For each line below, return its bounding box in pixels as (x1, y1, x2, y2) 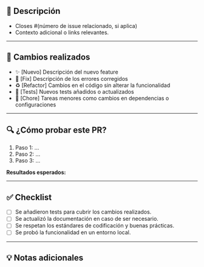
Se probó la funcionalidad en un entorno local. (15, 229, 131, 236)
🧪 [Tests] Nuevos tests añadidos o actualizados (15, 88, 135, 95)
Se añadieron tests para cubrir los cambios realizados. (15, 208, 152, 216)
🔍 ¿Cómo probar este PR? (6, 125, 107, 136)
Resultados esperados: (6, 168, 66, 176)
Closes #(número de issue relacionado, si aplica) (15, 22, 138, 29)
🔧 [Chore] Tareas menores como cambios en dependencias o (15, 94, 169, 102)
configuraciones (15, 101, 56, 108)
